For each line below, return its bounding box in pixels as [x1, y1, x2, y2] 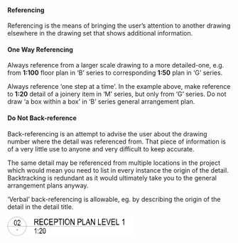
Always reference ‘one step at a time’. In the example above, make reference [7, 82, 231, 91]
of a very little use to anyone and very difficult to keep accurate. [7, 144, 195, 153]
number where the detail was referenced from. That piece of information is [7, 137, 226, 146]
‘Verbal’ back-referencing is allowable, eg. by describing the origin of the [7, 195, 221, 203]
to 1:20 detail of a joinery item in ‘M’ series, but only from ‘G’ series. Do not [7, 90, 227, 99]
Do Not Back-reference [7, 114, 77, 122]
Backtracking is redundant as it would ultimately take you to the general [7, 173, 217, 182]
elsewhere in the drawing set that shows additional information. [7, 29, 193, 38]
